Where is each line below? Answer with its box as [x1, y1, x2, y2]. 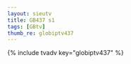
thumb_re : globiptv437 [7, 29, 74, 37]
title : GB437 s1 [7, 17, 55, 24]
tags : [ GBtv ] [7, 23, 46, 30]
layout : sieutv [7, 10, 52, 17]
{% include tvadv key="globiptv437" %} [7, 49, 125, 57]
